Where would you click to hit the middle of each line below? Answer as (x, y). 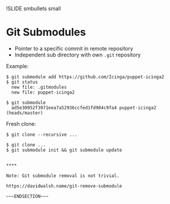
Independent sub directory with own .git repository (78, 55)
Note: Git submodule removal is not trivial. (63, 176)
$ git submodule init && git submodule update (64, 150)
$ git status (22, 82)
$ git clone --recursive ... (42, 135)
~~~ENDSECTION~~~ (27, 196)
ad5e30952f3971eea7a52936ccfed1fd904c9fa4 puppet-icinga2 (84, 108)
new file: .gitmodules (39, 87)
